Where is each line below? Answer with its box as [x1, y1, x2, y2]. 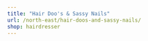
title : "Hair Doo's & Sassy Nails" [7, 10, 110, 17]
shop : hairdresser [7, 23, 60, 30]
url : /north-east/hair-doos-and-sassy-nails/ [7, 17, 141, 24]
